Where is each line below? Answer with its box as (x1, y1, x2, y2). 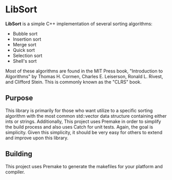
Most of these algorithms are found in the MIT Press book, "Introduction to (5, 68, 163, 74)
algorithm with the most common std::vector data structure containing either (5, 113, 167, 119)
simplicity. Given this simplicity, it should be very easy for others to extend (5, 129, 163, 135)
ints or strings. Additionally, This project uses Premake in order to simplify (5, 118, 161, 124)
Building (5, 150, 32, 158)
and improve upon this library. (5, 135, 69, 141)
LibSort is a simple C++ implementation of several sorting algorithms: (5, 21, 152, 27)
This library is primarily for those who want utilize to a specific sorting (5, 107, 153, 114)
